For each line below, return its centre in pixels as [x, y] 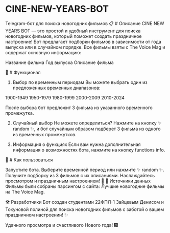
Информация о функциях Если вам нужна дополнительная [77, 144]
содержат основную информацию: [43, 52]
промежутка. [20, 113]
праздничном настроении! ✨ [37, 215]
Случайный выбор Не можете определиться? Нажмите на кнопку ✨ [87, 123]
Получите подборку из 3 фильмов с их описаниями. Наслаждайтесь [80, 175]
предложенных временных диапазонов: [56, 88]
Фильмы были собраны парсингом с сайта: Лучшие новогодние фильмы [85, 186]
